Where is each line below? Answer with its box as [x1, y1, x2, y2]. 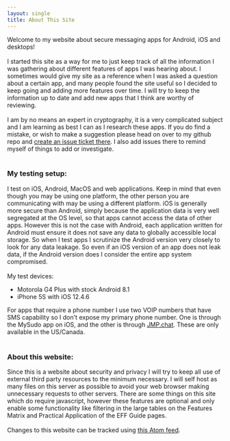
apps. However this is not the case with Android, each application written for [7, 221, 223, 229]
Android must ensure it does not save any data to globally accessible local [7, 228, 217, 237]
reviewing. [7, 101, 36, 109]
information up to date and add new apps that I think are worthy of [7, 93, 194, 102]
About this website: [7, 352, 74, 361]
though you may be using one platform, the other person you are [7, 191, 190, 200]
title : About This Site [7, 16, 75, 23]
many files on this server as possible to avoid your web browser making [7, 382, 209, 391]
